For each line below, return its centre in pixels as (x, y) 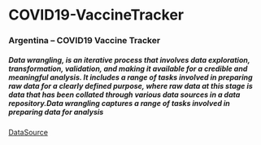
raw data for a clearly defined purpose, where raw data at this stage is (131, 86)
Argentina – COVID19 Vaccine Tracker (85, 41)
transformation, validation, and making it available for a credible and (128, 68)
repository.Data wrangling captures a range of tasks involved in (119, 103)
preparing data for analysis (56, 112)
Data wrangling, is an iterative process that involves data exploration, (129, 59)
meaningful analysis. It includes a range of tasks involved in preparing (130, 77)
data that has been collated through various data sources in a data (124, 94)
